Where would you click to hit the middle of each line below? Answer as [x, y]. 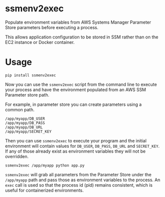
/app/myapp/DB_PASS [25, 123]
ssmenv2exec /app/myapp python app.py [45, 165]
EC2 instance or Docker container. [40, 42]
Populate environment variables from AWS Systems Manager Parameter [78, 22]
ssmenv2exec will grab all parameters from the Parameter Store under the [78, 174]
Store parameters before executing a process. [52, 27]
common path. [20, 109]
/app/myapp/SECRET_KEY [28, 131]
